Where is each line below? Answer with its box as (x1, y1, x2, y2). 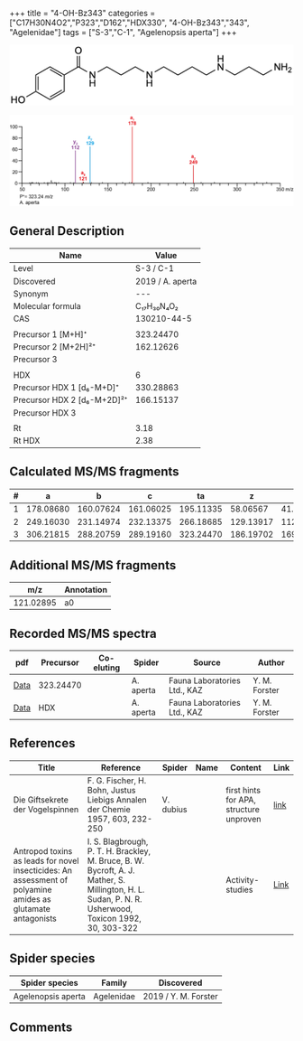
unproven (225, 813, 262, 825)
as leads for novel (13, 855, 79, 866)
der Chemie (87, 804, 131, 815)
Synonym (13, 288, 49, 299)
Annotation (64, 584, 108, 595)
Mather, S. (87, 874, 126, 885)
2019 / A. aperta (134, 276, 197, 286)
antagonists (13, 913, 57, 924)
